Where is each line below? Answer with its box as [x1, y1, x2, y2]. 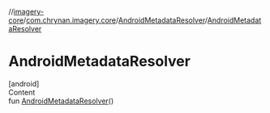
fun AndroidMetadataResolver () [8, 96, 114, 106]
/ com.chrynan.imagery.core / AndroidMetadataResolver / [23, 15, 208, 25]
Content [8, 87, 36, 97]
